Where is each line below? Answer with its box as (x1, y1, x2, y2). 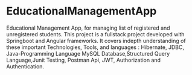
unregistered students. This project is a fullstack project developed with (6, 30, 185, 37)
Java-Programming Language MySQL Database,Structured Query (6, 50, 170, 57)
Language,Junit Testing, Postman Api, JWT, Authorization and (6, 56, 161, 64)
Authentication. (6, 62, 44, 70)
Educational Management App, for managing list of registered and (6, 24, 170, 31)
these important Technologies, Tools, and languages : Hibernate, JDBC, (6, 44, 184, 51)
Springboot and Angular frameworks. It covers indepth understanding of (6, 37, 186, 44)
